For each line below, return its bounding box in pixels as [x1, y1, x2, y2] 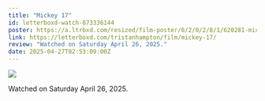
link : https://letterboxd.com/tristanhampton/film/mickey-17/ [8, 33, 217, 41]
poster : [8, 26, 34, 34]
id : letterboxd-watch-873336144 [8, 19, 114, 27]
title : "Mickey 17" [8, 11, 73, 20]
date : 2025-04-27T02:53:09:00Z [8, 48, 111, 56]
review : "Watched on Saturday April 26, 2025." [8, 41, 168, 49]
